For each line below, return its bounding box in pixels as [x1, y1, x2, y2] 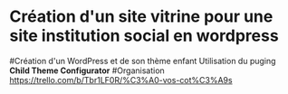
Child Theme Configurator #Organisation [9, 65, 165, 76]
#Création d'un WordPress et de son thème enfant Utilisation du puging [9, 55, 276, 66]
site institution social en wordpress [9, 25, 279, 46]
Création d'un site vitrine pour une [9, 6, 274, 27]
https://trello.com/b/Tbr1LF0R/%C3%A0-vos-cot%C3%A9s [9, 74, 233, 85]
